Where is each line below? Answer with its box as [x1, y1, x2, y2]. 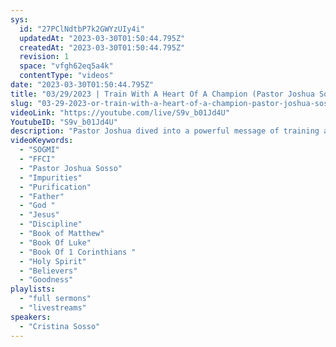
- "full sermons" [19, 294, 92, 304]
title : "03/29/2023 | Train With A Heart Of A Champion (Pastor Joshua [10, 89, 315, 99]
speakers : [10, 312, 52, 322]
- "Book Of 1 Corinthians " [19, 247, 137, 257]
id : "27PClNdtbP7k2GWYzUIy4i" [19, 24, 145, 34]
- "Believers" [19, 266, 78, 276]
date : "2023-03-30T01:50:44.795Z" [10, 80, 155, 90]
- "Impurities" [19, 172, 83, 183]
